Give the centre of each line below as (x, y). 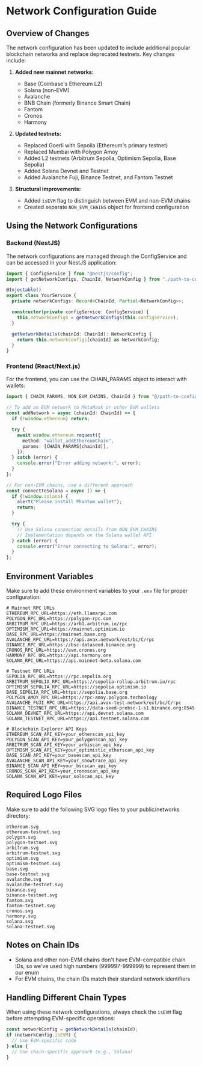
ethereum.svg (23, 827)
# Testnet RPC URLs (31, 672)
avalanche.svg (24, 879)
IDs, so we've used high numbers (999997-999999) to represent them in (105, 966)
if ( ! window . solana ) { (40, 496)
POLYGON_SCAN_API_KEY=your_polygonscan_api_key (67, 740)
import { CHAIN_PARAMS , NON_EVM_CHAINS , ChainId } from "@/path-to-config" (103, 397)
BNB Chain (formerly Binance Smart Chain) (77, 103)
